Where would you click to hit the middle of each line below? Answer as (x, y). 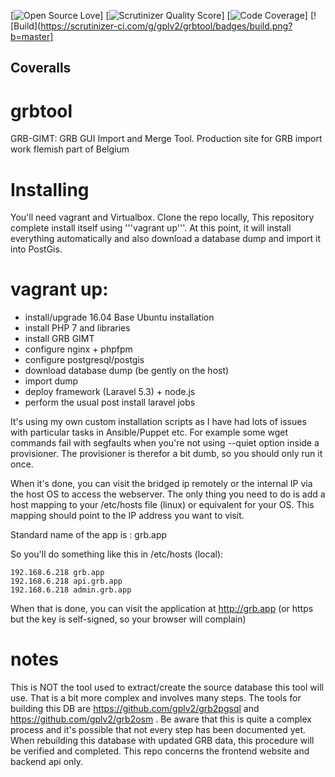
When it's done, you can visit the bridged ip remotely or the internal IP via (161, 484)
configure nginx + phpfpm (78, 349)
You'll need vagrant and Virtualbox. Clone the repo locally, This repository (162, 217)
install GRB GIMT (59, 339)
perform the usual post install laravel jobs (110, 402)
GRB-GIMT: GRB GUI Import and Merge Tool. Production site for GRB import (166, 139)
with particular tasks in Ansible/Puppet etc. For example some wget (149, 432)
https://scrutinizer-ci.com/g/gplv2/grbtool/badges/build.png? (166, 26)
